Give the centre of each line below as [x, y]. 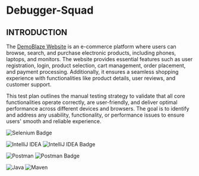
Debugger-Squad [50, 10]
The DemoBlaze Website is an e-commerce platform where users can [91, 46]
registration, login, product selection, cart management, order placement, [96, 65]
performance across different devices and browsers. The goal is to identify [98, 109]
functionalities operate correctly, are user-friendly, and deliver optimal [92, 102]
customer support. [29, 84]
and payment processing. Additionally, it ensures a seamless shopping [92, 72]
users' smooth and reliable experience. [54, 121]
